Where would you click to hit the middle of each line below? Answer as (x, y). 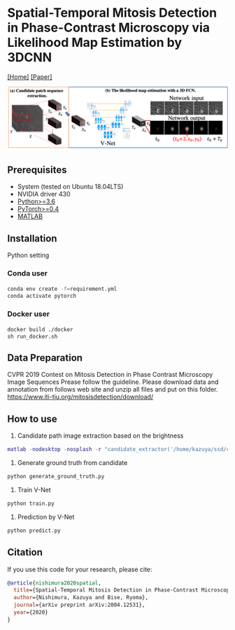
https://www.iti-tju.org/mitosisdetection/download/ (80, 397)
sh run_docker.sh (33, 336)
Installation (32, 238)
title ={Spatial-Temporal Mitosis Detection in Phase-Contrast (106, 590)
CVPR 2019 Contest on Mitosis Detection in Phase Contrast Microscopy (110, 375)
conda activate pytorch (42, 296)
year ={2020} (31, 613)
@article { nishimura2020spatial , (54, 583)
